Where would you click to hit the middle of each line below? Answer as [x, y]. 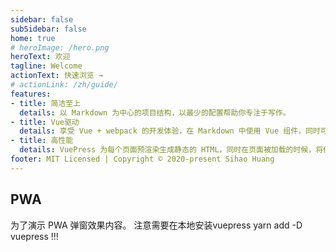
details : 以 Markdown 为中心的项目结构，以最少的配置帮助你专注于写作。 [155, 112]
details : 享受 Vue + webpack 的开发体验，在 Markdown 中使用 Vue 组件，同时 [170, 131]
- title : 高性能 [42, 141]
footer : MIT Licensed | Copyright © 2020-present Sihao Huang [142, 159]
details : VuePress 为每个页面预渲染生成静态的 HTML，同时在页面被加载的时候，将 [171, 150]
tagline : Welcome [46, 66]
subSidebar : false [48, 29]
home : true [33, 38]
